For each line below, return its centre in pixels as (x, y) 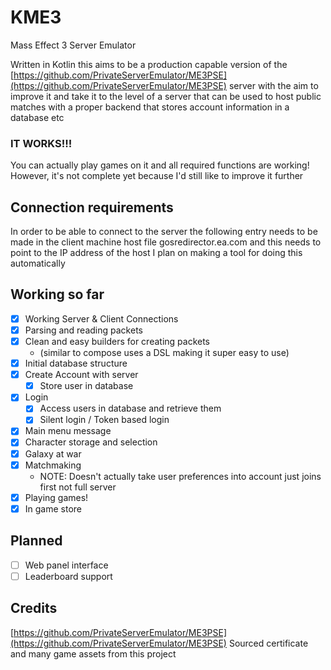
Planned (36, 541)
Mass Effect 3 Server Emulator (73, 45)
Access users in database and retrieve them (130, 408)
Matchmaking (53, 465)
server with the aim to (273, 85)
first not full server (78, 487)
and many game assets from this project (93, 653)
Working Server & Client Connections (101, 318)
